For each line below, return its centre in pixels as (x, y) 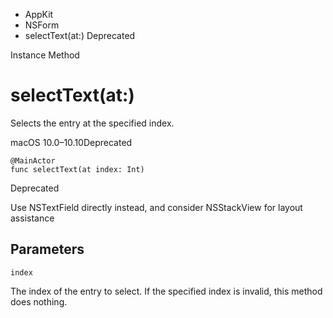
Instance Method (45, 55)
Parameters (47, 249)
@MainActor (33, 160)
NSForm (42, 25)
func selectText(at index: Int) (77, 169)
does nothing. (39, 301)
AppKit (39, 14)
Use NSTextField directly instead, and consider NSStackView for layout (156, 207)
